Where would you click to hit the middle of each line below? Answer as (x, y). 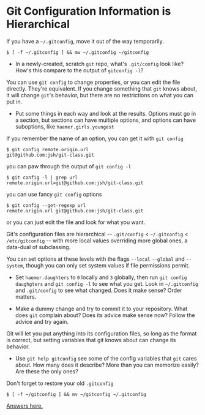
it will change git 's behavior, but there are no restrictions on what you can (100, 95)
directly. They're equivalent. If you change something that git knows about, (102, 88)
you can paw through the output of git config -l (69, 166)
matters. (26, 297)
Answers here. (24, 406)
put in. (14, 102)
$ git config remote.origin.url (47, 149)
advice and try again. (42, 321)
